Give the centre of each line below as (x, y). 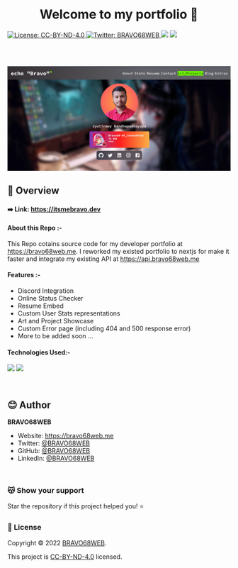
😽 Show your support (46, 491)
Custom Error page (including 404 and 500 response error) (104, 328)
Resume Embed (40, 306)
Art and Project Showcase (56, 321)
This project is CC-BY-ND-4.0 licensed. (65, 557)
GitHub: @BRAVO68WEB (54, 451)
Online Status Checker (50, 299)
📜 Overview (33, 191)
